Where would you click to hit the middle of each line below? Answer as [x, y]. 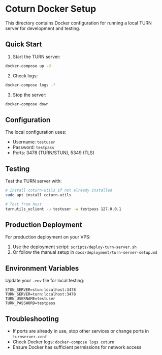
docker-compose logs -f [30, 85]
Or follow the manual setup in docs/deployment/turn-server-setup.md [85, 252]
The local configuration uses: [36, 132]
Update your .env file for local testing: [45, 281]
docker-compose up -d [28, 66]
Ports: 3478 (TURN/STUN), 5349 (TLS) [54, 153]
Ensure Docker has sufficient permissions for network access [77, 347]
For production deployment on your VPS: [48, 237]
